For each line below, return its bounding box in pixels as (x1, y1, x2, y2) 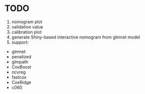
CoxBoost (11, 64, 32, 70)
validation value (11, 24, 43, 29)
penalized (11, 54, 32, 59)
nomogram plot (11, 19, 42, 25)
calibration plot (11, 29, 42, 35)
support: (11, 39, 29, 45)
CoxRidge (11, 79, 32, 85)
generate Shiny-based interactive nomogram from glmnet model (11, 34, 140, 40)
